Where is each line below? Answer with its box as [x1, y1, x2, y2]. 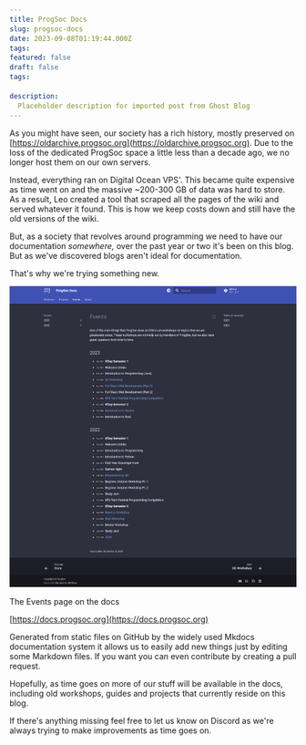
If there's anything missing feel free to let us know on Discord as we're [9, 715, 275, 726]
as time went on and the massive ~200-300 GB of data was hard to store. [9, 183, 285, 195]
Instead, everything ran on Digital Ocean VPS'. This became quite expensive [9, 174, 295, 185]
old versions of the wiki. [9, 212, 99, 223]
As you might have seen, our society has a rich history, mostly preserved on [9, 128, 295, 139]
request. [9, 660, 41, 671]
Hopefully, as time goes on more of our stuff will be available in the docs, [9, 678, 284, 688]
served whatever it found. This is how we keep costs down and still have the [9, 203, 296, 214]
